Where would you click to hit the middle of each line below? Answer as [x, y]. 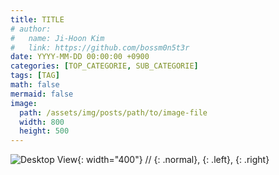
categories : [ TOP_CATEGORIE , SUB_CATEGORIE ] [104, 66]
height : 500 [44, 131]
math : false [35, 85]
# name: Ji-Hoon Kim [57, 38]
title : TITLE [37, 19]
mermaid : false [42, 94]
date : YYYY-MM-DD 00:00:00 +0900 [80, 57]
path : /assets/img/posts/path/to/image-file [113, 112]
